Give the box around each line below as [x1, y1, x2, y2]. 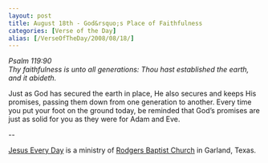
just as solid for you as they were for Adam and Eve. [8, 114, 181, 124]
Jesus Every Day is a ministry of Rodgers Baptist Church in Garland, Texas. [8, 145, 257, 155]
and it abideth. [8, 73, 57, 83]
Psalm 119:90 [8, 56, 52, 66]
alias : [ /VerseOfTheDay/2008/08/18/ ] [8, 34, 135, 43]
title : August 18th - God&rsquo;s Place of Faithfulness [8, 19, 203, 27]
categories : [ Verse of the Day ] [8, 26, 116, 35]
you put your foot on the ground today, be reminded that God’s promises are [8, 106, 261, 116]
